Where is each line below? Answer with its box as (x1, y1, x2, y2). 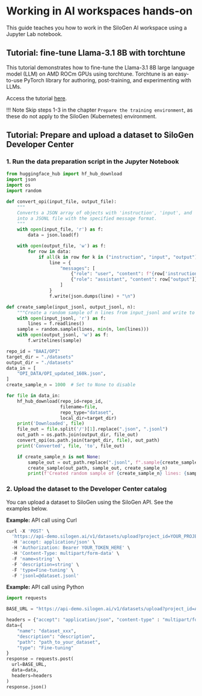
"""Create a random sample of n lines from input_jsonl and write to (17, 309, 195, 316)
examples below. (6, 504, 48, 512)
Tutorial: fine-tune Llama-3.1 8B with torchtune (6, 48, 186, 58)
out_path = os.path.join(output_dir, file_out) (17, 432, 138, 438)
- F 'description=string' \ (11, 561, 79, 567)
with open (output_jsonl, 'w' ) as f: (17, 332, 109, 338)
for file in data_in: (6, 393, 61, 399)
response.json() (6, 683, 47, 690)
